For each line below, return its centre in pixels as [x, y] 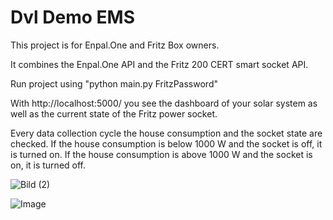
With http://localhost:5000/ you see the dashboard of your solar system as [164, 103]
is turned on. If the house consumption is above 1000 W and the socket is [161, 154]
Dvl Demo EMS [72, 17]
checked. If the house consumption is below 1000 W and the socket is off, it [166, 143]
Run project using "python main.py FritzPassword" [114, 83]
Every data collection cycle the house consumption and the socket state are [166, 133]
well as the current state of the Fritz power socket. [114, 113]
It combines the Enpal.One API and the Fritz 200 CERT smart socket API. [159, 64]
